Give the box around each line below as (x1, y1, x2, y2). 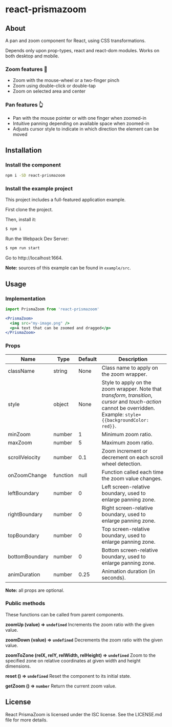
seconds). (101, 574, 126, 581)
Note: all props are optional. (5, 587, 64, 593)
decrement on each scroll (101, 454, 163, 461)
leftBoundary (8, 489, 39, 497)
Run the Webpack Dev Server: (5, 236, 69, 242)
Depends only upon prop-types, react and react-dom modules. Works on (5, 48, 160, 53)
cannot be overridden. (101, 404, 155, 412)
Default (78, 355, 97, 362)
